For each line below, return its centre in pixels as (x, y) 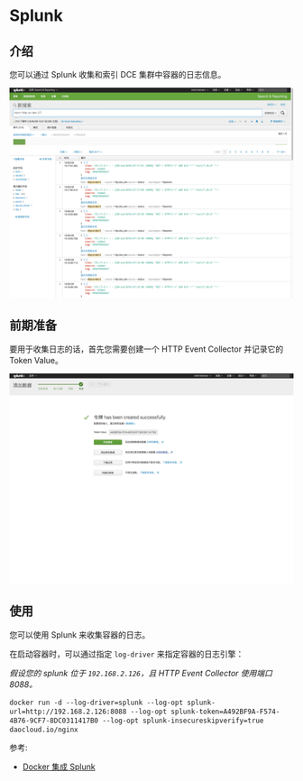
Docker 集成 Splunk (59, 767)
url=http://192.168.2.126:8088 (68, 712)
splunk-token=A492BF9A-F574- (225, 712)
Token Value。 (36, 360)
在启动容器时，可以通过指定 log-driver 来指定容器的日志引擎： (127, 654)
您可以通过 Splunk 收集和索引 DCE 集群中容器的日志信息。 (118, 74)
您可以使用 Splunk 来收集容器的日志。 (80, 634)
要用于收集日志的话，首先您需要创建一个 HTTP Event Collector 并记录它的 (147, 349)
